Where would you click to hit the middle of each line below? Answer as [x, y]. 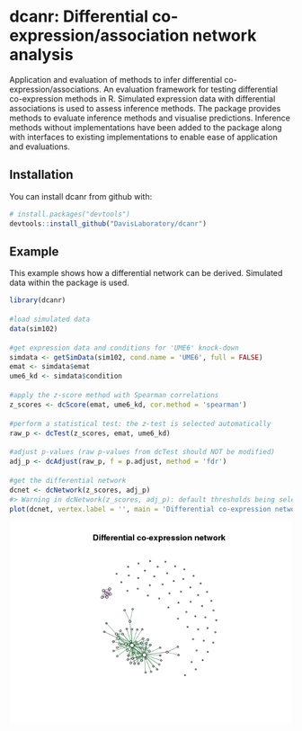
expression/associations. [55, 89]
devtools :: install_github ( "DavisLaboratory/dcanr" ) [108, 223]
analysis [41, 55]
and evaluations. [40, 147]
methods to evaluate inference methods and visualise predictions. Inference [150, 118]
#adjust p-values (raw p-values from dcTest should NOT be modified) [142, 452]
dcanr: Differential [79, 17]
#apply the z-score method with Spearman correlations [114, 396]
